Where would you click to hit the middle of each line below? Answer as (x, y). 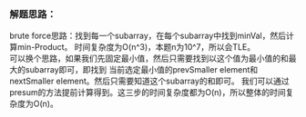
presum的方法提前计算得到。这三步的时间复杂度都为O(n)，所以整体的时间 (148, 93)
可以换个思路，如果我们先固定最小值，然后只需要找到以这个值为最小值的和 (149, 58)
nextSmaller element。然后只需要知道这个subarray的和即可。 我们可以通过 (149, 81)
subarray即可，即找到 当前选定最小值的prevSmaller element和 (142, 70)
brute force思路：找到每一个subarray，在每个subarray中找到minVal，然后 (148, 36)
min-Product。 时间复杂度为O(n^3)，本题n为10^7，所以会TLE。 (136, 47)
